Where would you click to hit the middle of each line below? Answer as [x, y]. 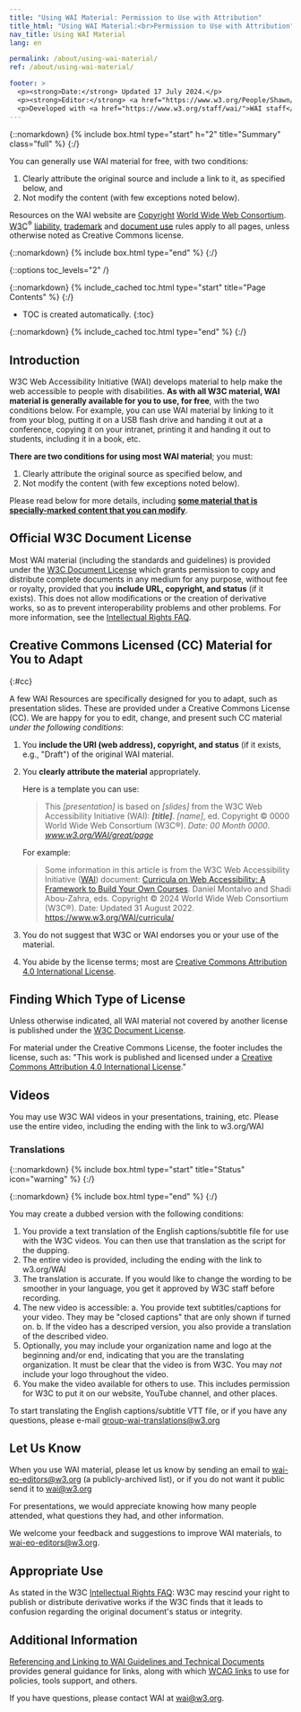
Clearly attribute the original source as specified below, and [132, 473]
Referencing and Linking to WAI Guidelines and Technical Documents [137, 1661]
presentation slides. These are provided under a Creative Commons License [150, 708]
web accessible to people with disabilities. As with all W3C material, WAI [145, 391]
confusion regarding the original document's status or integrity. [126, 1611]
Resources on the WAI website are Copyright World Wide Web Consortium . [148, 215]
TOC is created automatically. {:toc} [88, 314]
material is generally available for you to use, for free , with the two [134, 400]
